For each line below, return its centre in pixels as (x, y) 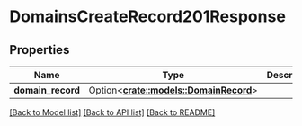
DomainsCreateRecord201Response (147, 17)
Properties (40, 50)
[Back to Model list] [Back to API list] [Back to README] (112, 112)
